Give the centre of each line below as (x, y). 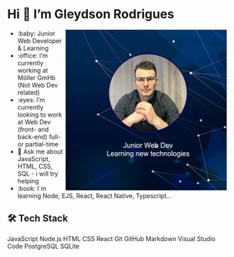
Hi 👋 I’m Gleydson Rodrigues (91, 14)
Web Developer (40, 40)
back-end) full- (39, 136)
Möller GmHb (36, 77)
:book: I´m (32, 188)
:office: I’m (32, 56)
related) (29, 92)
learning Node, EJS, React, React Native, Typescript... (94, 196)
